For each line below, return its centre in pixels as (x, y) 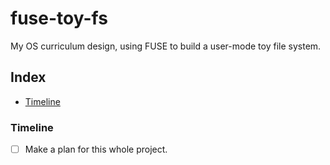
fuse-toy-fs (59, 18)
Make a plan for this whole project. (96, 149)
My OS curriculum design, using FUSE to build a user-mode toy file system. (166, 46)
